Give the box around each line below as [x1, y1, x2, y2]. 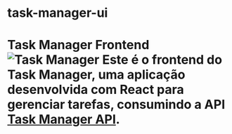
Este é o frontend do [101, 52, 223, 68]
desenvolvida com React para [7, 82, 184, 98]
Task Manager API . [7, 112, 121, 128]
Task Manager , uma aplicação [7, 67, 186, 83]
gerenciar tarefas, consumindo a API [7, 97, 226, 113]
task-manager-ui [7, 5, 108, 21]
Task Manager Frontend [7, 37, 150, 53]
